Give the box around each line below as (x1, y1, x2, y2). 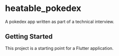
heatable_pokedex (5, 3, 82, 14)
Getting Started (5, 33, 53, 41)
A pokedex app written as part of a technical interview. (5, 19, 115, 24)
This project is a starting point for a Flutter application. (5, 45, 114, 51)
